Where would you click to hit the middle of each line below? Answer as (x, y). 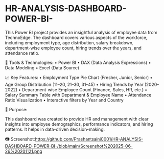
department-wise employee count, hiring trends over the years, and (73, 48)
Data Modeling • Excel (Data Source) (42, 68)
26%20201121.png (24, 151)
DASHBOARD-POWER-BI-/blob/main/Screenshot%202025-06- (69, 146)
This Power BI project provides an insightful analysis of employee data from (81, 32)
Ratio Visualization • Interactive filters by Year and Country (64, 100)
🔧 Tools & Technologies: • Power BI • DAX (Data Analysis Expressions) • (78, 62)
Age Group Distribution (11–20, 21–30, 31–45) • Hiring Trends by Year (74, 84)
